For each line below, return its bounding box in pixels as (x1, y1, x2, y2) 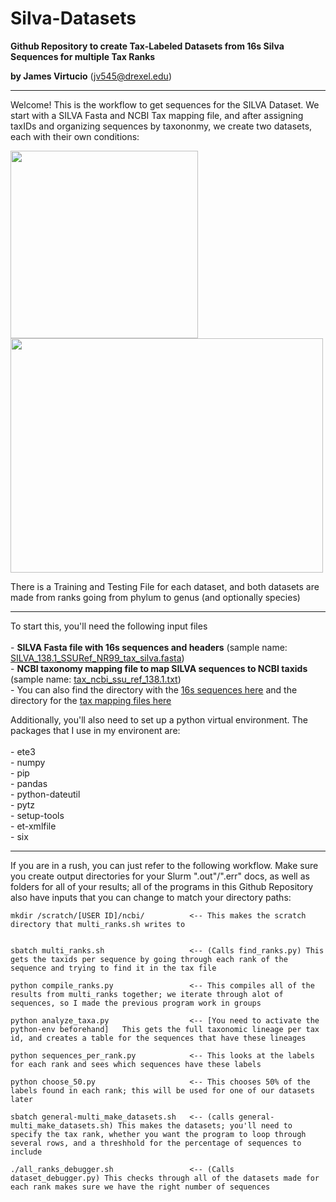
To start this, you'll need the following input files (10, 620, 208, 632)
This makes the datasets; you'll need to (117, 1120, 293, 1131)
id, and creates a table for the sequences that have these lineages (10, 1033, 307, 1043)
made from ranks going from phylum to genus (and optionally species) (10, 591, 301, 603)
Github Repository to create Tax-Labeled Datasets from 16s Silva (10, 40, 285, 52)
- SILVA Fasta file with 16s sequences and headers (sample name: (10, 641, 288, 653)
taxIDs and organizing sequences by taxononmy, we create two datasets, (10, 120, 313, 132)
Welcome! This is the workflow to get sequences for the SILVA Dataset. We (10, 98, 320, 111)
